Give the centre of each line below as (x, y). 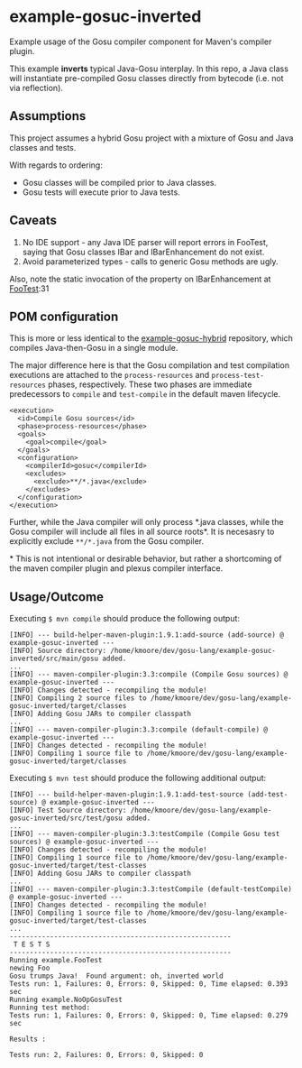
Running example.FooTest (56, 961)
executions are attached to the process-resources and (110, 375)
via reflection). (36, 87)
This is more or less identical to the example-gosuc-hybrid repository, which (151, 338)
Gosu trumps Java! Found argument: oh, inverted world (116, 976)
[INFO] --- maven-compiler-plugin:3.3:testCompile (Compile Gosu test (145, 834)
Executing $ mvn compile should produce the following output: (125, 619)
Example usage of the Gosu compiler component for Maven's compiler (141, 41)
